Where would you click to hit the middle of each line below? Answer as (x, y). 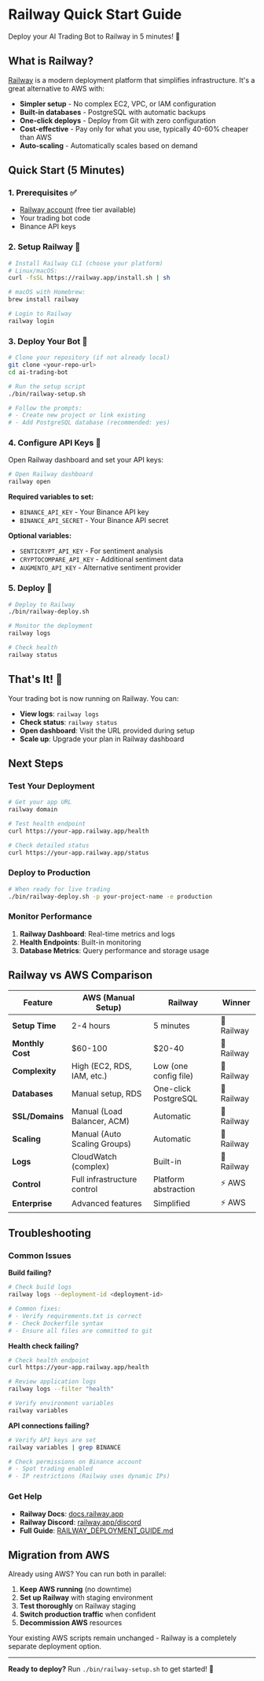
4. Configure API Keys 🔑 (55, 443)
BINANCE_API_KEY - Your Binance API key (84, 512)
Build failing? (30, 1273)
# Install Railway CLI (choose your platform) (86, 263)
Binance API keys (48, 227)
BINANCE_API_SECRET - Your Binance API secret (94, 521)
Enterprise (32, 1204)
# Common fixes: (35, 1309)
